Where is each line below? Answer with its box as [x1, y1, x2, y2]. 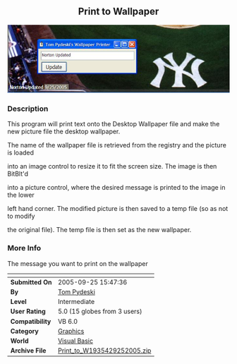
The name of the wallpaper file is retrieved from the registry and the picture [7, 141, 227, 150]
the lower [7, 190, 35, 200]
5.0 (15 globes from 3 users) [57, 307, 142, 316]
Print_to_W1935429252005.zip [57, 346, 152, 355]
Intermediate [57, 298, 95, 305]
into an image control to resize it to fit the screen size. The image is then [7, 162, 217, 171]
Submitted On [10, 278, 52, 286]
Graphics [57, 327, 85, 335]
